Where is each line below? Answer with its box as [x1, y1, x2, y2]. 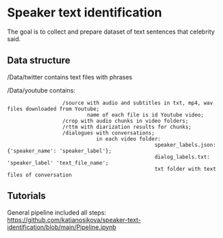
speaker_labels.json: [154, 141, 216, 148]
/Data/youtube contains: [7, 86, 75, 94]
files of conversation [7, 171, 72, 178]
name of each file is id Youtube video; [86, 111, 204, 118]
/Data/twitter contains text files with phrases [7, 73, 132, 81]
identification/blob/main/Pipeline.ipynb [7, 223, 117, 231]
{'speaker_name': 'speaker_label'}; [7, 147, 112, 154]
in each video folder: [95, 135, 161, 142]
